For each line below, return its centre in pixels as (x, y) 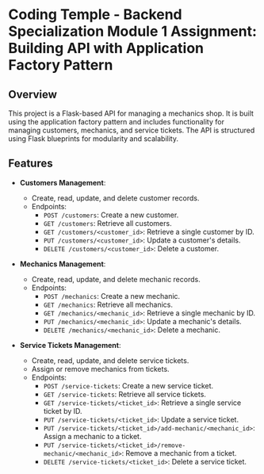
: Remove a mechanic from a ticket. (179, 453)
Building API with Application (106, 48)
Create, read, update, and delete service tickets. (110, 360)
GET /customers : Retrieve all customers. (107, 223)
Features (31, 164)
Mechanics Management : (63, 264)
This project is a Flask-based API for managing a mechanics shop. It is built (131, 113)
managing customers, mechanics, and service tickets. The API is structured (132, 130)
